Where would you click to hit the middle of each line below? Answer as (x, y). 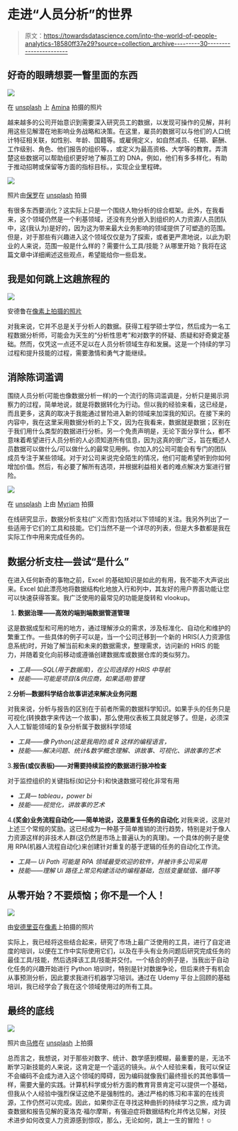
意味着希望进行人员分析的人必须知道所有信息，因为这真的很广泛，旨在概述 (116, 440)
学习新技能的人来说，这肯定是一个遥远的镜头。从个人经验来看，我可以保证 (122, 1066)
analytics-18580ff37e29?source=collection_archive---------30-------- (127, 43)
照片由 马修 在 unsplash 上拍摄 (50, 1043)
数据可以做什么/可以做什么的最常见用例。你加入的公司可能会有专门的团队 (120, 449)
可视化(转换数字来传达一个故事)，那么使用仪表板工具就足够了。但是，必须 (115, 718)
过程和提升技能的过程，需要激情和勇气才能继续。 (79, 353)
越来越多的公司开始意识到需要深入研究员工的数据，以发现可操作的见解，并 (116, 122)
